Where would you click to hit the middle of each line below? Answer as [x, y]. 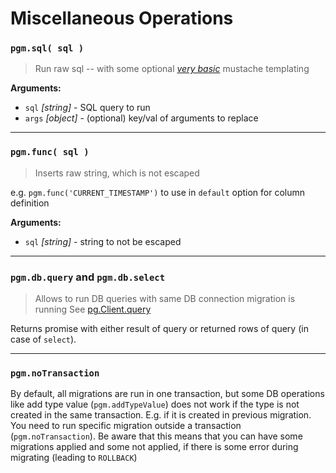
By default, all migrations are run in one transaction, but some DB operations [167, 394]
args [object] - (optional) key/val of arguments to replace [141, 118]
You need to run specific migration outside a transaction [126, 426]
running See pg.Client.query [93, 309]
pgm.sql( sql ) [47, 48]
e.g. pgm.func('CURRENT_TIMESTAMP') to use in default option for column [158, 192]
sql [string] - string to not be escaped [103, 241]
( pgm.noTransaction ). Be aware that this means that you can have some [156, 436]
